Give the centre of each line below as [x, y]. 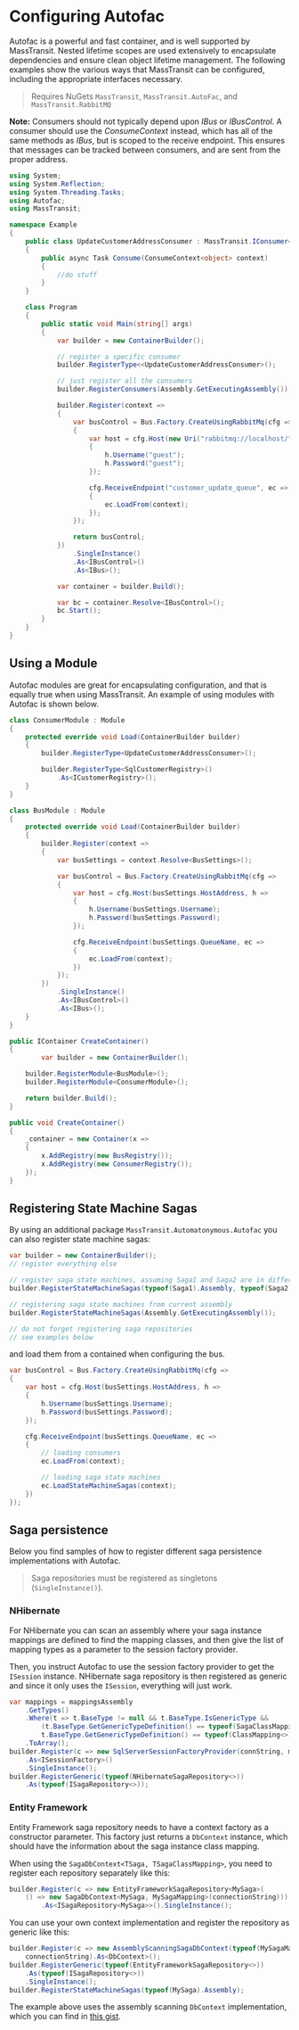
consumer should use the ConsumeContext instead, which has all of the [141, 130]
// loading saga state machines [101, 1478]
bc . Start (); [79, 611]
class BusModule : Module [57, 810]
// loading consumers [81, 1453]
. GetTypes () [47, 1710]
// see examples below [51, 1337]
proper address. [39, 159]
